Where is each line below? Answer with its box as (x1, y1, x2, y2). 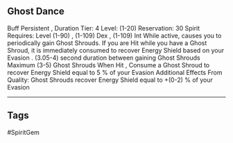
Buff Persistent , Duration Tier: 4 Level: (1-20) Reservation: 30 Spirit (7, 24, 200, 32)
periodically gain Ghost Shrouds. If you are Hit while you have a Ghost (7, 38, 207, 47)
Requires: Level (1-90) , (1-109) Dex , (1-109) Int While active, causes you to (7, 31, 222, 40)
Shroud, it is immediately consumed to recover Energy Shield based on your (7, 46, 225, 54)
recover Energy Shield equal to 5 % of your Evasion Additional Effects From (7, 68, 223, 76)
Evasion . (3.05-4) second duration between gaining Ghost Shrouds (7, 53, 201, 62)
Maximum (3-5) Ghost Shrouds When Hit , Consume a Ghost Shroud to (7, 60, 210, 69)
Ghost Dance (7, 6, 64, 17)
